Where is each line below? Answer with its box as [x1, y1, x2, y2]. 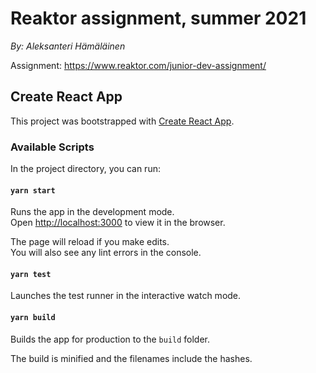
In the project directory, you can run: [10, 163, 161, 175]
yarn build [10, 313, 56, 323]
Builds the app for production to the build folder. [10, 333, 211, 345]
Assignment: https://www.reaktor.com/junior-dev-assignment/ [10, 59, 267, 71]
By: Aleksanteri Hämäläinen [10, 40, 126, 52]
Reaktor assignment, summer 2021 [10, 7, 307, 30]
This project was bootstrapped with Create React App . [10, 115, 235, 127]
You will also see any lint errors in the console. [10, 247, 202, 259]
